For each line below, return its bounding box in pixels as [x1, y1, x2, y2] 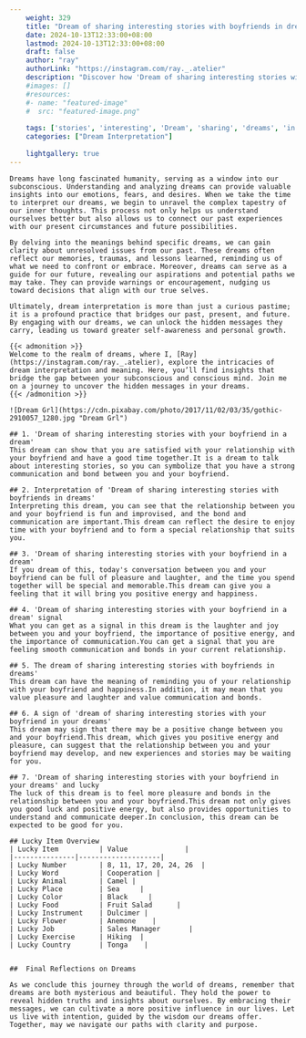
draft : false [25, 47, 76, 57]
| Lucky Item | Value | [9, 845, 189, 854]
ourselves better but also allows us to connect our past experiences [9, 213, 283, 223]
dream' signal [9, 613, 64, 622]
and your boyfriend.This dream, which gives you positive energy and [9, 732, 280, 742]
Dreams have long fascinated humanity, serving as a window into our [9, 174, 280, 183]
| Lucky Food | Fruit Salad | [9, 900, 181, 909]
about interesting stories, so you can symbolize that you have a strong [9, 462, 296, 471]
